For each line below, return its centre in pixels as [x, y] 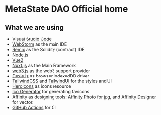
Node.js [20, 55]
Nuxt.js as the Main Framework [44, 65]
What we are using [35, 27]
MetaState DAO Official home [67, 9]
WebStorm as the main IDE [40, 44]
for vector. [23, 102]
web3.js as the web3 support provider [51, 71]
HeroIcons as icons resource [42, 86]
